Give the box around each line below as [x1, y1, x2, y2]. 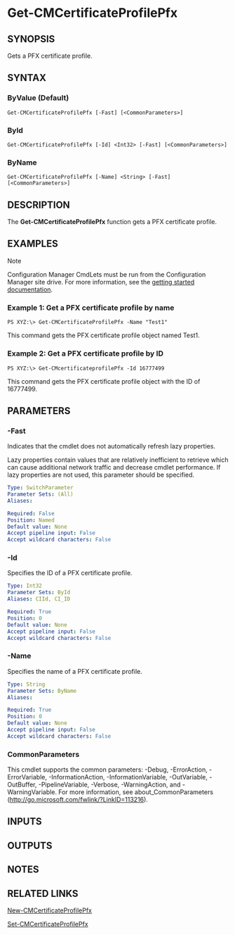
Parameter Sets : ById [7, 589, 71, 596]
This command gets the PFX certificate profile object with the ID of [7, 377, 201, 385]
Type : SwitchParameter [7, 484, 74, 491]
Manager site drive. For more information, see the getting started [7, 277, 195, 286]
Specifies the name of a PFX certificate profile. [7, 667, 142, 675]
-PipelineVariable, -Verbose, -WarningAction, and [38, 780, 181, 789]
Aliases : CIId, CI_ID [7, 596, 71, 603]
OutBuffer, [7, 780, 37, 789]
